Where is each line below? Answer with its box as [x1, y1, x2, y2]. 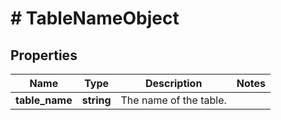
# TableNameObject [10, 7, 180, 30]
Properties [10, 47, 78, 64]
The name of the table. [120, 93, 227, 107]
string [81, 93, 112, 107]
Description [144, 77, 203, 90]
